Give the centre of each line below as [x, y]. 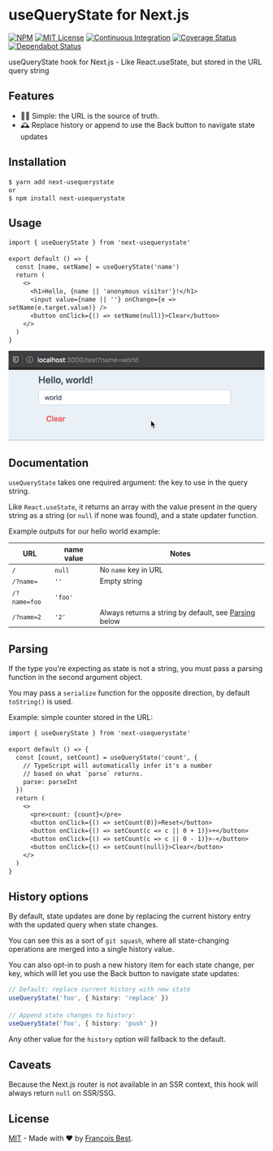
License [29, 1119]
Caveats [30, 1064]
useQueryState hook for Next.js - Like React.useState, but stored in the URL [135, 62]
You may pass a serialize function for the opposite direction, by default [129, 693]
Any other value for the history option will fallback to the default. [117, 1040]
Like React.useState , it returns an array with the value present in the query [133, 507]
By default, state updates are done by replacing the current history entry [130, 916]
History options [49, 896]
